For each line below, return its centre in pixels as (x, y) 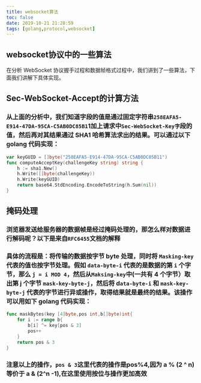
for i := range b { (40, 320)
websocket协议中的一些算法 (59, 54)
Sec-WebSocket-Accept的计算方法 (73, 98)
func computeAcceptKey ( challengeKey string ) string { (75, 163)
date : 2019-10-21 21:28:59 (40, 23)
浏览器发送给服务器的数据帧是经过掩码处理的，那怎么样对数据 (95, 229)
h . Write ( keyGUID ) (39, 179)
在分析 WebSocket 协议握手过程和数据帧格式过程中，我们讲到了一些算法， (98, 70)
